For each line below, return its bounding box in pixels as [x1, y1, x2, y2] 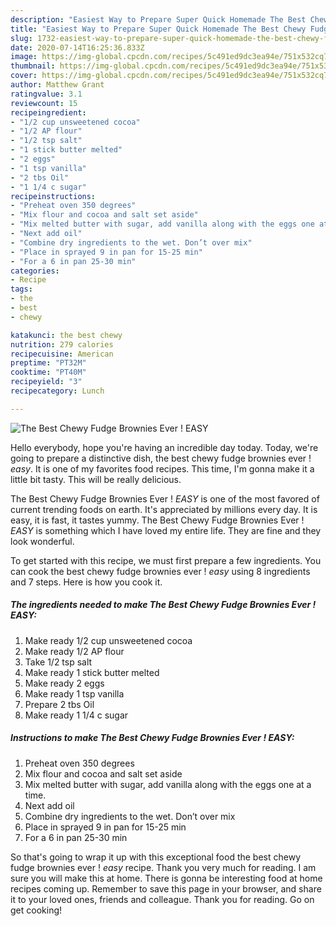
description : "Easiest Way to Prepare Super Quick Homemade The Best [10, 14, 307, 25]
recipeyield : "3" [10, 377, 83, 387]
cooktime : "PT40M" [10, 367, 87, 378]
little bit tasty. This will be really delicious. [10, 473, 182, 485]
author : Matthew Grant [10, 80, 105, 90]
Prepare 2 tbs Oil [24, 698, 95, 710]
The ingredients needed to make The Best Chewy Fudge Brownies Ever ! [10, 599, 317, 611]
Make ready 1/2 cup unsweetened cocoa [24, 634, 193, 646]
